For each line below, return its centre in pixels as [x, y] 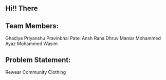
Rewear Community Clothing [36, 72]
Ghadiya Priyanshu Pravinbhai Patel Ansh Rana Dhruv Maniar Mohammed [83, 38]
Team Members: [32, 26]
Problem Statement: [38, 60]
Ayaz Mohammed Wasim [32, 44]
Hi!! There [22, 8]
